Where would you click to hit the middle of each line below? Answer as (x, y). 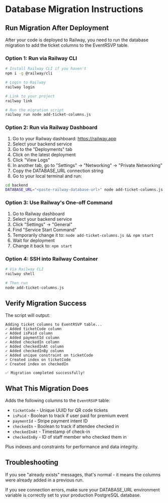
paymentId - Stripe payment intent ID (50, 421)
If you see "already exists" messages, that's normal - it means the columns (83, 474)
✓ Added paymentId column (32, 338)
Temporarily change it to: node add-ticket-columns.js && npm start (83, 235)
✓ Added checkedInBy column (35, 351)
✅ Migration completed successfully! (45, 373)
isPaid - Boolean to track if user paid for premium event (70, 415)
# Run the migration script (35, 110)
